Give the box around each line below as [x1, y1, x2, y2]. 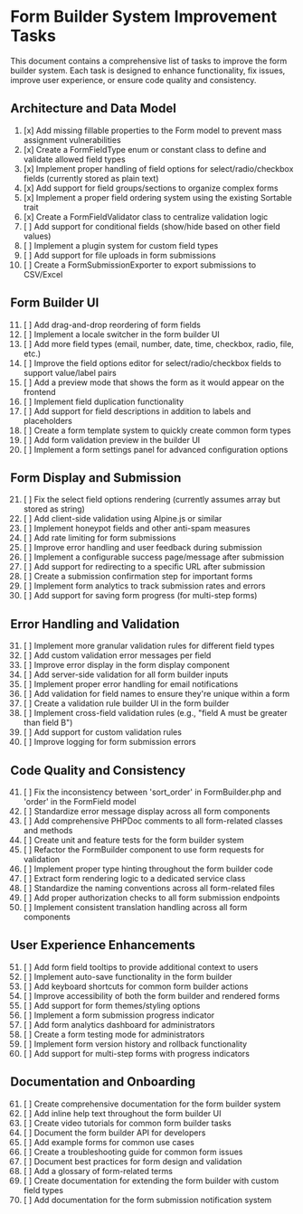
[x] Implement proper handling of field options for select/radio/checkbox [23, 163, 294, 174]
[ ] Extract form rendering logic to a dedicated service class [23, 873, 246, 883]
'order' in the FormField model [23, 796, 137, 806]
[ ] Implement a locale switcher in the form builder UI [23, 328, 220, 340]
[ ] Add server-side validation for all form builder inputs [23, 669, 229, 680]
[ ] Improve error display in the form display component [23, 660, 230, 671]
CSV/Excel [23, 268, 63, 279]
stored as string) [23, 503, 85, 514]
